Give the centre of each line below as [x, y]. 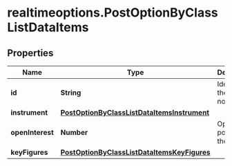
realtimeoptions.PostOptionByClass [113, 13]
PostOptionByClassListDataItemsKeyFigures [135, 152]
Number [74, 132]
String [71, 93]
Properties [30, 53]
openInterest [32, 132]
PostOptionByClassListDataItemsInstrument [135, 112]
